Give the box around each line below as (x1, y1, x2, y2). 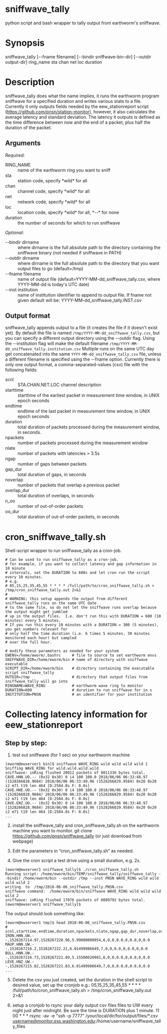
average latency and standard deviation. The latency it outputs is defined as (5, 114, 161, 120)
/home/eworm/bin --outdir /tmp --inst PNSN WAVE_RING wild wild (23, 876, 159, 881)
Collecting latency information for (5, 709, 148, 720)
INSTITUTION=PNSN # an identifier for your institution (5, 692, 153, 697)
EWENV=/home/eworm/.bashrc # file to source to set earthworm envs (5, 653, 157, 658)
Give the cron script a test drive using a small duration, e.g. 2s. (12, 858, 141, 864)
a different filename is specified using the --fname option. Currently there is (5, 356, 161, 362)
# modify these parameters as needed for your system (5, 648, 119, 654)
